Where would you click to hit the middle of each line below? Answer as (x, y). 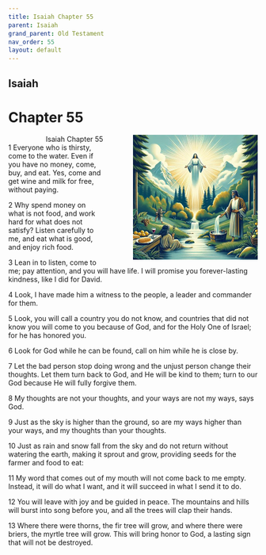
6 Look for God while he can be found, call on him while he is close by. (123, 351)
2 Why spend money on (47, 205)
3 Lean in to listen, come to (52, 262)
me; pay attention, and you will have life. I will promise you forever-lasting (128, 271)
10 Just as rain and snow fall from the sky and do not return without (118, 446)
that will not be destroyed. (51, 542)
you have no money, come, (52, 165)
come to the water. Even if (51, 156)
